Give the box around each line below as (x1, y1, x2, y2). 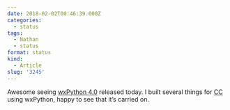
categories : (7, 17, 42, 24)
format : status (7, 49, 52, 56)
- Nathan (13, 36, 39, 43)
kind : (7, 56, 23, 63)
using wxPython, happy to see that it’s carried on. (7, 95, 150, 103)
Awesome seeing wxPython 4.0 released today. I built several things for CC (7, 88, 223, 96)
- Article (13, 62, 42, 69)
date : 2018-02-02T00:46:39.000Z (7, 10, 101, 17)
